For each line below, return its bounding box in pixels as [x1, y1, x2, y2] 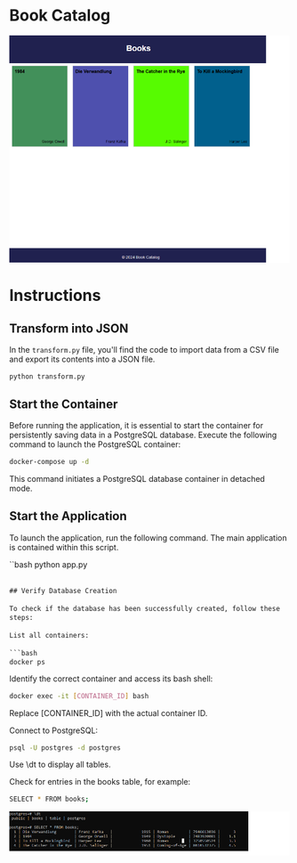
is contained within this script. [9, 541, 119, 552]
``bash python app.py [9, 558, 88, 570]
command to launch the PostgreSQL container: [9, 438, 181, 450]
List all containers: [9, 631, 90, 639]
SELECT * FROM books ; [9, 794, 90, 804]
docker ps [9, 657, 46, 666]
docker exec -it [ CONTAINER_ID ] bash [9, 691, 149, 700]
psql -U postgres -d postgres [9, 743, 122, 753]
